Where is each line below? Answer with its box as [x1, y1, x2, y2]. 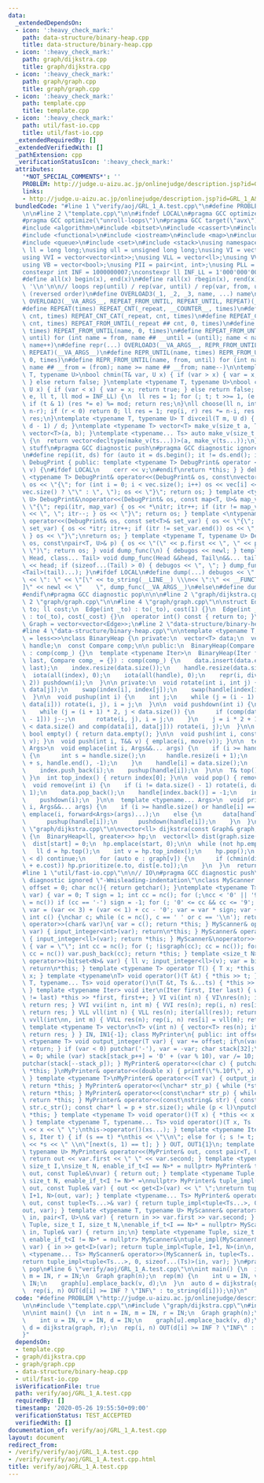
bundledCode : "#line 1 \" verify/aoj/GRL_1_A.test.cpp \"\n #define [15, 202, 234, 210]
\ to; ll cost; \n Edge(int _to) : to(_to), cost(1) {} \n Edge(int [22, 605, 251, 613]
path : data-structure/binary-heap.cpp [22, 33, 149, 42]
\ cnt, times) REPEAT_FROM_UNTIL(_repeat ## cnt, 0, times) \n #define [22, 319, 255, 327]
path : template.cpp [22, 99, 86, 107]
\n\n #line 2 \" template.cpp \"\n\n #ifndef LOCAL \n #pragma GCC [22, 210, 226, 218]
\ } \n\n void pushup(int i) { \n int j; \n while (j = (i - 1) [22, 693, 255, 702]
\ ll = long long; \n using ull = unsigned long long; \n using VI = [22, 246, 241, 254]
